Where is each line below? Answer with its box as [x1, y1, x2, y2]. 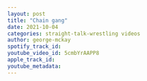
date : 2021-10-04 [7, 23, 59, 30]
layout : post [7, 10, 46, 18]
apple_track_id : [7, 56, 55, 63]
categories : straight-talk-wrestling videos [7, 30, 141, 37]
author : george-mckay [7, 37, 71, 44]
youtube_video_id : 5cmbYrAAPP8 [7, 50, 100, 57]
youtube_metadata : [7, 63, 61, 70]
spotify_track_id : [7, 43, 61, 50]
